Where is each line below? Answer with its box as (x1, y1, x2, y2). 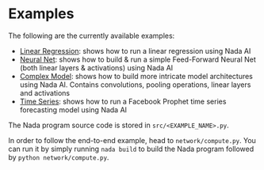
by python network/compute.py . (8, 152, 109, 162)
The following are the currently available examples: (8, 31, 175, 40)
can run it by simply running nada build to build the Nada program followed (8, 144, 254, 153)
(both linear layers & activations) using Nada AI (19, 62, 174, 72)
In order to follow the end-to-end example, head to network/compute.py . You (8, 135, 256, 145)
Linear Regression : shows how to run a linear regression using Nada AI (19, 46, 251, 55)
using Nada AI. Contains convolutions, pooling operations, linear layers (19, 80, 251, 89)
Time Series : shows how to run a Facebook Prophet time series (19, 96, 227, 106)
